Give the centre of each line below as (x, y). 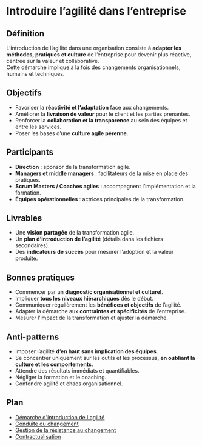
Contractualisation (38, 436)
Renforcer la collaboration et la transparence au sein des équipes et (101, 120)
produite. (26, 258)
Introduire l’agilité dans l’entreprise (96, 11)
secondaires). (32, 245)
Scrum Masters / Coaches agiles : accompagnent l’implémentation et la (105, 186)
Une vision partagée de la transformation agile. (75, 233)
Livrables (24, 218)
